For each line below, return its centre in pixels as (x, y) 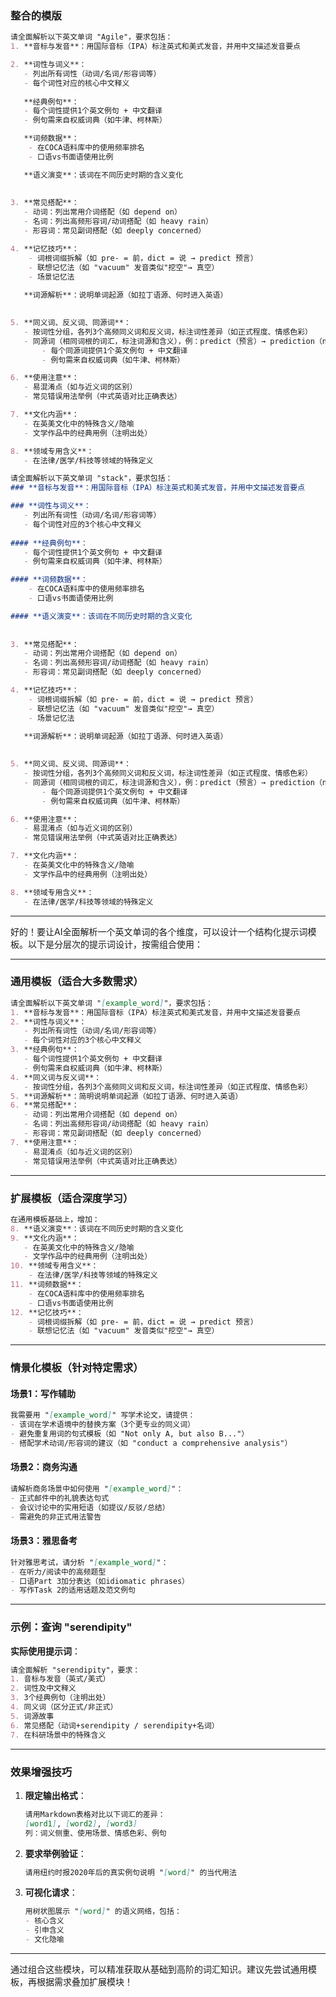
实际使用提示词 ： (45, 1651)
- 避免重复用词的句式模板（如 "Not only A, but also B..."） (130, 1434)
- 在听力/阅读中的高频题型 (58, 1572)
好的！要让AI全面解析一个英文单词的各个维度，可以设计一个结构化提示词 (159, 931)
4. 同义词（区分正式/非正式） (64, 1707)
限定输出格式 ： (55, 1795)
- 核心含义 (44, 1921)
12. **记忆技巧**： (47, 1312)
